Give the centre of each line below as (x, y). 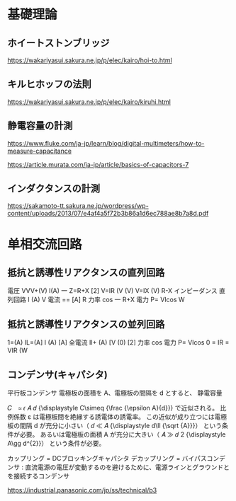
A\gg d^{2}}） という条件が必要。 (56, 444)
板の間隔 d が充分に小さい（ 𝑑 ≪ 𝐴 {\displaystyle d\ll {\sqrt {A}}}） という (114, 426)
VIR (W (18, 350)
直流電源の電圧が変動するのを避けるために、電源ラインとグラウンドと (127, 467)
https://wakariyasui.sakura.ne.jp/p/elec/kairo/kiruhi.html (89, 102)
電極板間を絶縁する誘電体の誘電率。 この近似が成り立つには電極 (133, 417)
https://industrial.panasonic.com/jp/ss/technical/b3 (82, 490)
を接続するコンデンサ (38, 476)
